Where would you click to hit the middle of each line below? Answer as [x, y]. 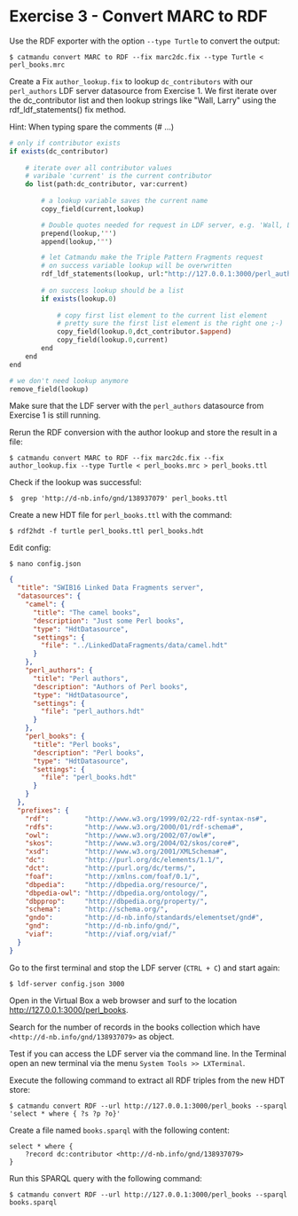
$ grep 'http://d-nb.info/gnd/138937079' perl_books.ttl [118, 498]
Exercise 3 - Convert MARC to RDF [138, 16]
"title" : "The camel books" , [86, 612]
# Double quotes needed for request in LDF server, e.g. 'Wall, [162, 225]
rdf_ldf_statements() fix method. [68, 109]
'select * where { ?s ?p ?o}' [65, 1114]
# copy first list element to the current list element [162, 315]
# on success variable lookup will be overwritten [137, 266]
